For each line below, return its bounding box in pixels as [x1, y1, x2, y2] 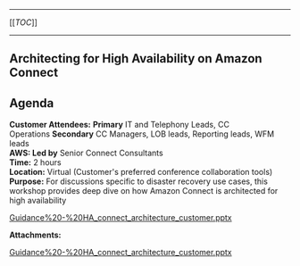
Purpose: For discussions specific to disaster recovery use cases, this [9, 176, 268, 187]
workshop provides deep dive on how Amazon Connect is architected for [9, 186, 279, 196]
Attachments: [9, 229, 62, 240]
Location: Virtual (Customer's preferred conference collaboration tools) [9, 167, 273, 178]
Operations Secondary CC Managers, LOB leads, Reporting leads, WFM [9, 129, 275, 139]
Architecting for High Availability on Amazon [9, 51, 262, 66]
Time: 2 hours [9, 157, 62, 168]
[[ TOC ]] [9, 17, 37, 28]
